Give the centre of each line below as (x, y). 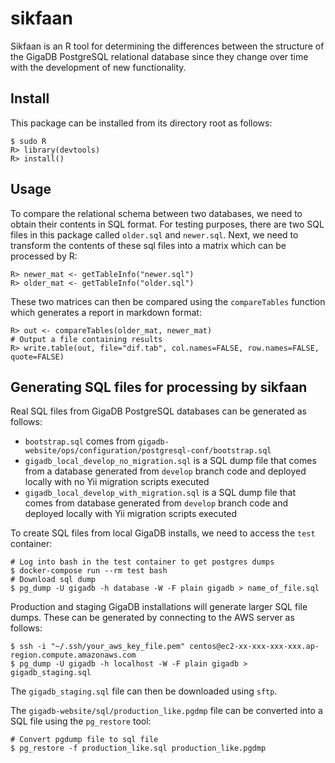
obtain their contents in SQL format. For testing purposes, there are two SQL (167, 224)
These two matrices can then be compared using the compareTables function (168, 301)
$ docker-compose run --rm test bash (89, 571)
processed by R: (44, 256)
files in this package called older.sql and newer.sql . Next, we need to (154, 234)
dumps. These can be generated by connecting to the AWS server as (152, 618)
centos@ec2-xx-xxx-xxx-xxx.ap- (254, 647)
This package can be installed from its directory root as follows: (141, 123)
